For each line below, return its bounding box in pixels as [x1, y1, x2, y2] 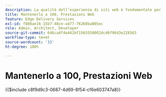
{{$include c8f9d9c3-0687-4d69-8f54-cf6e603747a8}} [5, 87, 121, 93]
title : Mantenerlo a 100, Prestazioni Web [5, 12, 94, 17]
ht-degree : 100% [5, 44, 39, 49]
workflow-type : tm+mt [5, 35, 50, 40]
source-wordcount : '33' [5, 40, 55, 45]
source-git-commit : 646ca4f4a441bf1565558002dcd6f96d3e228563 [5, 30, 137, 35]
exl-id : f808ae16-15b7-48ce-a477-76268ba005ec [5, 21, 103, 26]
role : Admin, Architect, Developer [5, 26, 79, 31]
